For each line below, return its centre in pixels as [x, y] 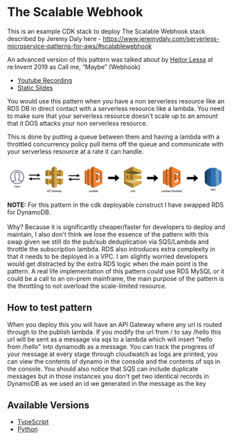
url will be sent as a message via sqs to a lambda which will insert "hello [110, 339]
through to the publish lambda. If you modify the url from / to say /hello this [114, 332]
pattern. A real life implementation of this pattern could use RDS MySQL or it [116, 271]
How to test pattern [50, 308]
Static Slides [35, 87]
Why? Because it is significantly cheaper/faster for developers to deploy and [116, 227]
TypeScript [33, 422]
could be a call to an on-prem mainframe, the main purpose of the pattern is [116, 278]
